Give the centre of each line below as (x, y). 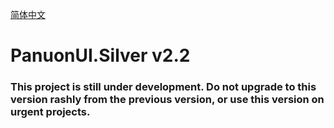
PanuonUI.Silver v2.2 (100, 55)
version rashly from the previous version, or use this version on (167, 100)
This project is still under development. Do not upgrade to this (163, 87)
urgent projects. (50, 112)
